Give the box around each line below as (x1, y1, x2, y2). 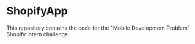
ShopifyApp (6, 4, 68, 18)
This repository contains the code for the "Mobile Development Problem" (6, 24, 191, 31)
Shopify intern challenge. (6, 30, 70, 37)
